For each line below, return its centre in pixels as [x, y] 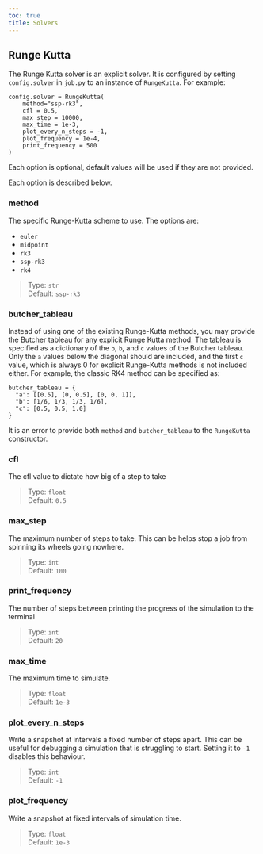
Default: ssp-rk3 [54, 293]
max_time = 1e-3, [51, 125]
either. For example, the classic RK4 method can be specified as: [114, 373]
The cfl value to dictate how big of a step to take [87, 477]
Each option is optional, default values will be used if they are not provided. [131, 167]
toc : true [25, 15]
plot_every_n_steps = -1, [65, 132]
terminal [22, 616]
